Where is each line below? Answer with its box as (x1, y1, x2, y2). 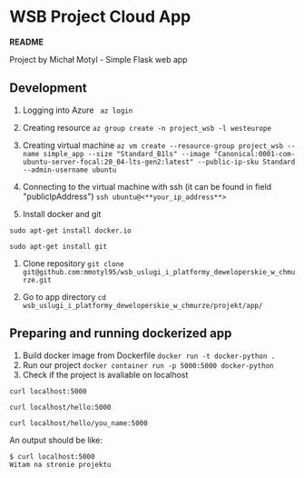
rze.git (22, 275, 52, 284)
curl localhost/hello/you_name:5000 (9, 418, 148, 428)
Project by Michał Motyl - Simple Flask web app (9, 54, 188, 65)
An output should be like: (9, 434, 103, 445)
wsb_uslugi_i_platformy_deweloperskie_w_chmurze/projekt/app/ (22, 301, 263, 310)
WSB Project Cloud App (9, 6, 191, 27)
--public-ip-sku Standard (197, 157, 296, 166)
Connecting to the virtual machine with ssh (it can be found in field (22, 181, 272, 192)
